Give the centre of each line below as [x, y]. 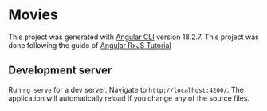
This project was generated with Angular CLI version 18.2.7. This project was [133, 37]
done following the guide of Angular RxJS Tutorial [90, 45]
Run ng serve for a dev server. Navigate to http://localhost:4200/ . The [126, 89]
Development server [60, 71]
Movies [33, 15]
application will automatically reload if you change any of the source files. [129, 98]
